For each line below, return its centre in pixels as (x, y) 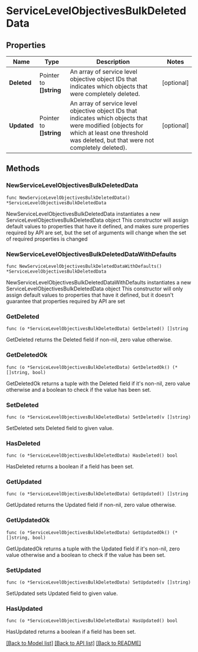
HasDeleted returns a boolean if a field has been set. (70, 467)
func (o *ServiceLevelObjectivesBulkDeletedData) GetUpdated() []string (97, 494)
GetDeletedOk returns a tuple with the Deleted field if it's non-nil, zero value (98, 383)
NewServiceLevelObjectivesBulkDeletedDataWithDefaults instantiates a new (99, 282)
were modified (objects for (107, 125)
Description (113, 62)
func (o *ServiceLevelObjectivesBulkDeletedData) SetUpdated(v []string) (99, 582)
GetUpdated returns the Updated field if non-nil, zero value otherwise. (91, 505)
